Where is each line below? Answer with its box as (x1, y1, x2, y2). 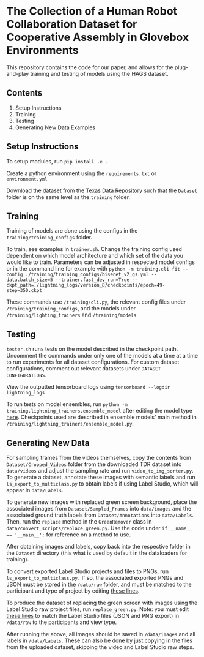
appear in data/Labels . (6, 487, 64, 494)
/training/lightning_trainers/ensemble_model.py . (6, 420, 134, 427)
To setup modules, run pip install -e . (6, 157, 108, 165)
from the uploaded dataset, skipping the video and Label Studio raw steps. (6, 644, 194, 650)
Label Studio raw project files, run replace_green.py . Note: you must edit (6, 606, 189, 613)
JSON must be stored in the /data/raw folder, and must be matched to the (6, 580, 192, 588)
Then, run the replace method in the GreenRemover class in (6, 518, 152, 525)
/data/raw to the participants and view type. (6, 618, 117, 626)
